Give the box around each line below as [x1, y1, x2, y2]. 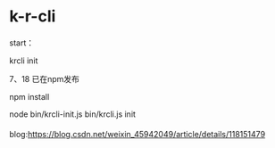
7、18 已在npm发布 [9, 73, 80, 84]
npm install [9, 91, 50, 102]
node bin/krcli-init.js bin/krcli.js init [9, 109, 137, 119]
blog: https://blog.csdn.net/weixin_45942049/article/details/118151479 [9, 129, 266, 140]
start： [9, 37, 34, 48]
